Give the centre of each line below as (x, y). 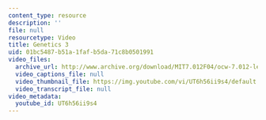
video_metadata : (35, 96)
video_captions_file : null (60, 74)
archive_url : (37, 67)
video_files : (30, 60)
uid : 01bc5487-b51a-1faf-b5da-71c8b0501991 (81, 52)
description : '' (35, 23)
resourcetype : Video (42, 37)
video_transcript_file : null (63, 89)
